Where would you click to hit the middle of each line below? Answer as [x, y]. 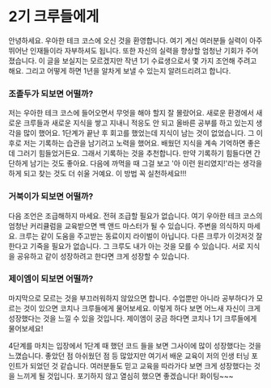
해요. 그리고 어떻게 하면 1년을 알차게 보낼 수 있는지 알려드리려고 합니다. [120, 70]
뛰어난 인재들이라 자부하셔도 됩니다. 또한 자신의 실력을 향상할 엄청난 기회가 [126, 50]
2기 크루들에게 [54, 17]
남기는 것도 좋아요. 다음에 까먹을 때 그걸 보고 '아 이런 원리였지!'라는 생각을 [146, 163]
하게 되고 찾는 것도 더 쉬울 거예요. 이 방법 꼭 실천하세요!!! [97, 174]
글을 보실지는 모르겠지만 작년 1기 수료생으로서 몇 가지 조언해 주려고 [152, 61]
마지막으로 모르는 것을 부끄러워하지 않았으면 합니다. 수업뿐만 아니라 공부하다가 [131, 298]
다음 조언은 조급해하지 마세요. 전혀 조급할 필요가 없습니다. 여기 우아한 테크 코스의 [135, 216]
